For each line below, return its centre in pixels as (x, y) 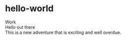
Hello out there (20, 27)
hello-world (30, 9)
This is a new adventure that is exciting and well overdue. (63, 32)
